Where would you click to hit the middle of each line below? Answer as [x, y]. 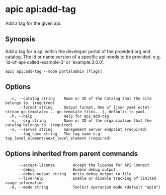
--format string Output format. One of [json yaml [77, 107]
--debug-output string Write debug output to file [75, 174]
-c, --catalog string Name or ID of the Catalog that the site [81, 99]
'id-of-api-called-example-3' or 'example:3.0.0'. [55, 62]
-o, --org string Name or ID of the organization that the [81, 120]
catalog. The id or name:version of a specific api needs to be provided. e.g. [83, 57]
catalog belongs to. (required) [39, 125]
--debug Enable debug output [67, 170]
